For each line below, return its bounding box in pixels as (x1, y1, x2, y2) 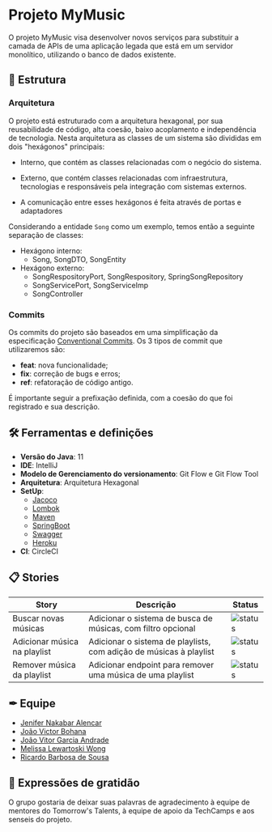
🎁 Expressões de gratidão (8, 775, 140, 790)
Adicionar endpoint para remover (88, 659, 215, 670)
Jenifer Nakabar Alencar (19, 718, 103, 728)
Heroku (32, 537, 57, 547)
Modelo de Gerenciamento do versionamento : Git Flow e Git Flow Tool (19, 469, 259, 478)
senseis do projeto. (8, 815, 73, 825)
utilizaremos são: (8, 344, 66, 354)
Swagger (32, 528, 63, 539)
